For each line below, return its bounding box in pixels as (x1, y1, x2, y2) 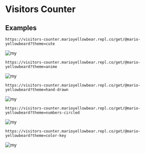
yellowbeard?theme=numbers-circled (5, 110, 80, 115)
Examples (5, 24, 37, 32)
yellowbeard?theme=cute (5, 41, 55, 46)
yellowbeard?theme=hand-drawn (5, 87, 69, 92)
